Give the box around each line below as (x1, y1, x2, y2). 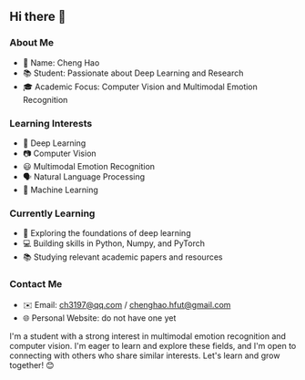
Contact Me (9, 278, 63, 291)
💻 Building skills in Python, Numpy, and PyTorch (22, 238, 206, 249)
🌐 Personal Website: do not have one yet (22, 312, 177, 324)
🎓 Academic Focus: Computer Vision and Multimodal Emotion (22, 81, 258, 92)
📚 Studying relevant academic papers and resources (22, 252, 223, 262)
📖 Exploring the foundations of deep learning (22, 228, 191, 239)
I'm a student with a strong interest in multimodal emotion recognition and (9, 330, 287, 342)
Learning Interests (9, 117, 93, 129)
